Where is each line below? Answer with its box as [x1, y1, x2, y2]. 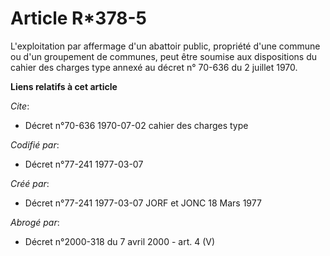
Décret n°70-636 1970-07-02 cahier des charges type [24, 119, 249, 131]
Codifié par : [10, 138, 60, 151]
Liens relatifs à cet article [10, 80, 118, 92]
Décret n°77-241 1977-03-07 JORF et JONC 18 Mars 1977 [24, 197, 262, 209]
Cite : [10, 100, 30, 112]
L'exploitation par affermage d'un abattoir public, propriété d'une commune [10, 40, 321, 52]
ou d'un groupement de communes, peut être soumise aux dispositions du [10, 50, 318, 62]
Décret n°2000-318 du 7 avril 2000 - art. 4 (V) [24, 235, 216, 247]
